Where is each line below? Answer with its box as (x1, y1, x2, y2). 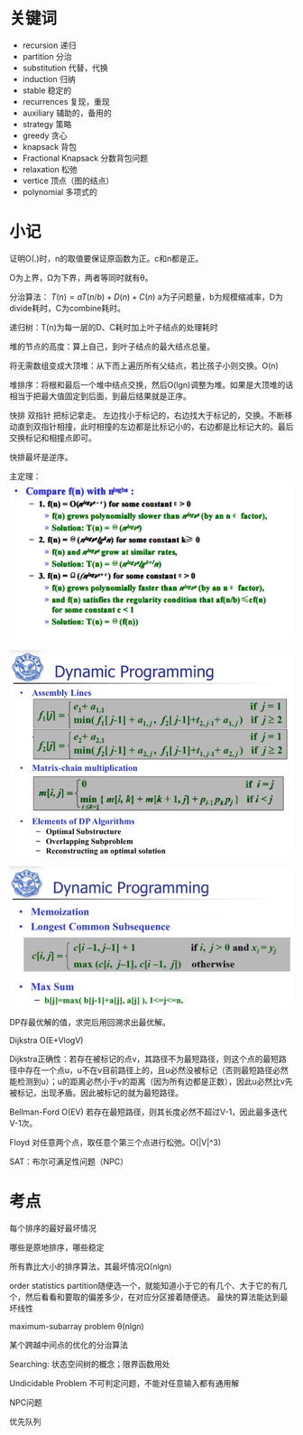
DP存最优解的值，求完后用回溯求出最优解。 (9, 1017, 171, 1028)
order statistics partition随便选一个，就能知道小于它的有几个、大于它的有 (9, 1281, 280, 1291)
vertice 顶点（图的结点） (22, 175, 115, 186)
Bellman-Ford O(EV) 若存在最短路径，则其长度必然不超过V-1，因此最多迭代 (9, 1106, 288, 1117)
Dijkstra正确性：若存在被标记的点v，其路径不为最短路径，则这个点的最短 (9, 1053, 280, 1065)
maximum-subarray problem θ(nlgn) (9, 1321, 144, 1332)
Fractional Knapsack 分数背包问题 (22, 153, 149, 163)
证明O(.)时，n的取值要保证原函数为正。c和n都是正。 (9, 253, 204, 264)
